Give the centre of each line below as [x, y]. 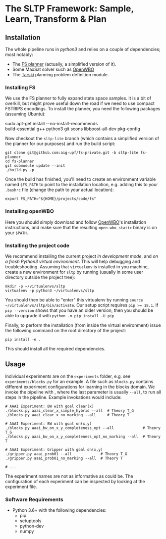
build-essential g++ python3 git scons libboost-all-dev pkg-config [73, 129]
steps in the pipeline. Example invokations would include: [63, 397]
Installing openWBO [30, 211]
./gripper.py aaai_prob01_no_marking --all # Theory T [64, 458]
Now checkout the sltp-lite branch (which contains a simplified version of [82, 139]
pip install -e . [23, 340]
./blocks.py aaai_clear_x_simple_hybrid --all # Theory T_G [70, 411]
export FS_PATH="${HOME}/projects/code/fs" [51, 199]
